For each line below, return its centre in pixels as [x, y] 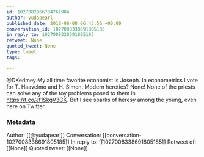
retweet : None [24, 40]
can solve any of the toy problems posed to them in [71, 93]
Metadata [21, 122]
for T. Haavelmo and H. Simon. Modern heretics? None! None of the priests [101, 87]
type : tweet [21, 52]
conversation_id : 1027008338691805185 [56, 29]
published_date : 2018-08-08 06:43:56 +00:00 [64, 23]
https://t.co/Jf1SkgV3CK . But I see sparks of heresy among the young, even [101, 100]
